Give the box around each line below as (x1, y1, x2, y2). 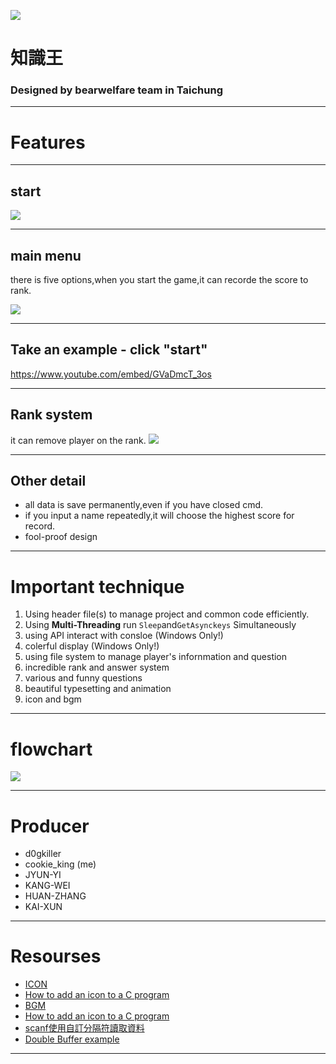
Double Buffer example (24, 1033, 120, 1045)
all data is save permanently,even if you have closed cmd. (24, 499, 264, 511)
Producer (10, 815, 90, 837)
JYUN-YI (24, 869, 62, 881)
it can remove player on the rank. (10, 434, 147, 446)
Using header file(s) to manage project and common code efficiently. (24, 608, 310, 620)
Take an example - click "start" (10, 341, 208, 359)
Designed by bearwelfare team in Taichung (10, 83, 223, 97)
